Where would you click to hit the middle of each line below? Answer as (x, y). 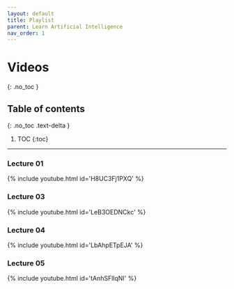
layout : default (31, 14)
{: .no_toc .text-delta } (39, 125)
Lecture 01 (25, 163)
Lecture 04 (26, 230)
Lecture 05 (26, 263)
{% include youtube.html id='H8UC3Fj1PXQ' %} (76, 179)
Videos (28, 68)
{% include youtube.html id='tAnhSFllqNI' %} (72, 279)
